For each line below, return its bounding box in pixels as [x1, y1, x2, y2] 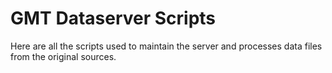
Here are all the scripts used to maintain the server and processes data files [10, 40, 323, 52]
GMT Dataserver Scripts [10, 7, 217, 30]
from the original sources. [10, 50, 117, 62]
